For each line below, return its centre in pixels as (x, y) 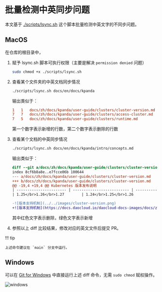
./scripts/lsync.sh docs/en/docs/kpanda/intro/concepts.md (73, 149)
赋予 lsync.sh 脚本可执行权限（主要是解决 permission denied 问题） (79, 62)
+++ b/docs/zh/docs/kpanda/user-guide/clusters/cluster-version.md (81, 181)
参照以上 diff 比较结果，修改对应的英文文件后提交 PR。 (66, 228)
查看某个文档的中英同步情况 (40, 139)
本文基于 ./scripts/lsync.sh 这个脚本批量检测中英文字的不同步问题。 (72, 24)
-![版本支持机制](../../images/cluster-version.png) (64, 204)
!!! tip (10, 238)
